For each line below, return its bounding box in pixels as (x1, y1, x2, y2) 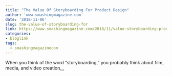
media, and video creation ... (5, 65, 64, 71)
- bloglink (5, 36, 29, 41)
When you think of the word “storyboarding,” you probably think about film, (5, 59, 164, 65)
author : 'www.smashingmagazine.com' (5, 12, 83, 17)
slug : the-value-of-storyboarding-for (5, 21, 88, 27)
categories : (5, 31, 31, 36)
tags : (5, 41, 17, 46)
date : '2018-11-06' (5, 17, 47, 22)
